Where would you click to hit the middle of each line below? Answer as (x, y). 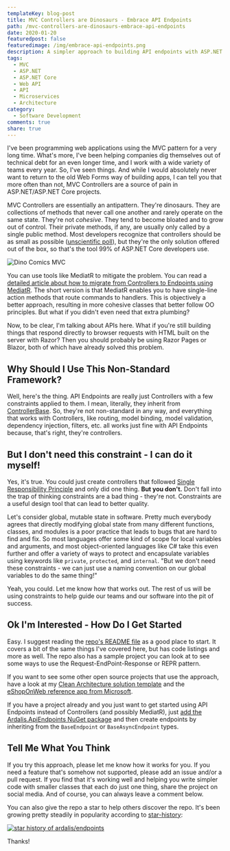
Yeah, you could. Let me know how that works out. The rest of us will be (109, 589)
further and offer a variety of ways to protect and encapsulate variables (108, 553)
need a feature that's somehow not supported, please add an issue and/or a (115, 772)
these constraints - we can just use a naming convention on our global (107, 568)
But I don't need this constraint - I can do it (100, 454)
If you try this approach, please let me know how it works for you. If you (109, 764)
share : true (24, 129)
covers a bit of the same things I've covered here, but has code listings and (114, 649)
